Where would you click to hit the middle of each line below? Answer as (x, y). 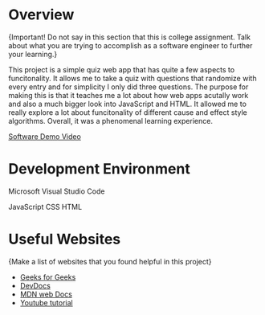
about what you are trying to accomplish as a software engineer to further (130, 45)
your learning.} (33, 54)
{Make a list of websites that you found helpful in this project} (110, 261)
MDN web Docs (46, 294)
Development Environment (99, 169)
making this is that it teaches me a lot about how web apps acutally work (128, 95)
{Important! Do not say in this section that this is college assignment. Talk (130, 37)
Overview (41, 15)
